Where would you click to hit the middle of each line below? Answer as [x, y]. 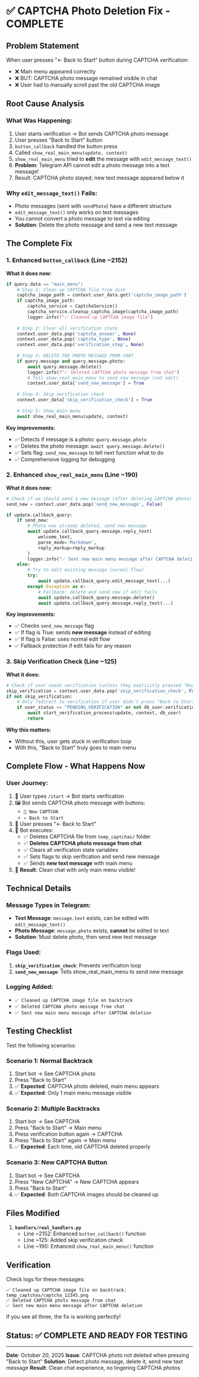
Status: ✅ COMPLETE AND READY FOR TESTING [97, 1335]
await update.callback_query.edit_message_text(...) [104, 581]
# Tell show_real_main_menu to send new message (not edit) [103, 378]
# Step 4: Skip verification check [61, 394]
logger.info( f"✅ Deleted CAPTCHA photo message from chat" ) [104, 372]
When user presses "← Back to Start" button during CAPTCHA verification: [97, 60]
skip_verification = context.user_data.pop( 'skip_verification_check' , [96, 691]
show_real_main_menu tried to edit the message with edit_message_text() [103, 159]
